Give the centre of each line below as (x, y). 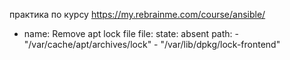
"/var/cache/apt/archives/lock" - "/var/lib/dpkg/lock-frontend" (152, 44)
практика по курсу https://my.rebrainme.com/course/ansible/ (137, 14)
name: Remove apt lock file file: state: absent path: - (131, 33)
